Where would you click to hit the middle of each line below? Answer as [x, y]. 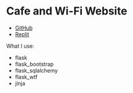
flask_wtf [26, 77]
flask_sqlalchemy [36, 70]
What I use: [20, 46]
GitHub [24, 28]
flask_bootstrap [34, 64]
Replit [22, 34]
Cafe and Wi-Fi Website [67, 11]
